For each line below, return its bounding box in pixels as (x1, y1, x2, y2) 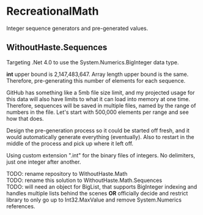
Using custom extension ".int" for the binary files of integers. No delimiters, (6, 151, 196, 159)
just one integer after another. (6, 158, 81, 165)
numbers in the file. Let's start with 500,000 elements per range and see (6, 108, 189, 116)
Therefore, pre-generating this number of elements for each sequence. (6, 77, 186, 84)
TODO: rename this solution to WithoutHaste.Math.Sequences (6, 176, 163, 184)
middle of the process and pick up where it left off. (6, 140, 133, 147)
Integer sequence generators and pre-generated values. (6, 25, 149, 32)
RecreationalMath (6, 4, 99, 18)
